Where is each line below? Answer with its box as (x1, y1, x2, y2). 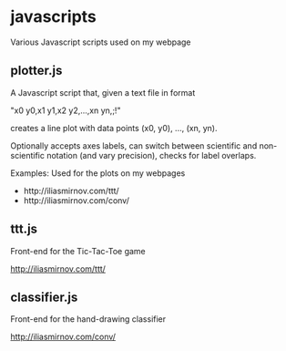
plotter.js (10, 63, 63, 78)
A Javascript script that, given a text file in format (10, 87, 196, 98)
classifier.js (10, 289, 78, 305)
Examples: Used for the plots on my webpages (10, 167, 186, 179)
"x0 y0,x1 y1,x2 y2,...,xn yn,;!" (10, 105, 121, 116)
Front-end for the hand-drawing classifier (10, 314, 167, 325)
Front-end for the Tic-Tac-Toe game (10, 245, 147, 256)
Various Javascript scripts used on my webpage (10, 36, 191, 47)
